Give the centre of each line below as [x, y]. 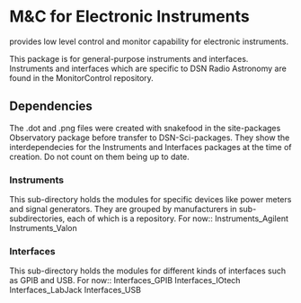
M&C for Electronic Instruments [129, 17]
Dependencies [51, 107]
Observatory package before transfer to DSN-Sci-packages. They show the [150, 138]
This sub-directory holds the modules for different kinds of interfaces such [147, 271]
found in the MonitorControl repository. [82, 77]
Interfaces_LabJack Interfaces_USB [75, 290]
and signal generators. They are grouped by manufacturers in [123, 209]
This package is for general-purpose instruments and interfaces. [129, 58]
